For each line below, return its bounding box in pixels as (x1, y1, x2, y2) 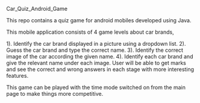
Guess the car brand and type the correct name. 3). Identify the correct (6, 46, 184, 54)
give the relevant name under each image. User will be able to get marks (6, 60, 187, 66)
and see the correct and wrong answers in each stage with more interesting (6, 66, 195, 73)
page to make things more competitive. (6, 90, 104, 97)
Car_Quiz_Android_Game (6, 5, 68, 12)
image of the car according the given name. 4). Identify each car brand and (6, 53, 193, 60)
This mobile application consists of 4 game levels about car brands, (6, 28, 174, 36)
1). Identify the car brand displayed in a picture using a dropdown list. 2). (6, 40, 186, 47)
